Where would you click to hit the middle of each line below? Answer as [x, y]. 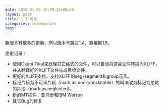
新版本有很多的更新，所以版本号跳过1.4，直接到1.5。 [59, 43]
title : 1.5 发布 [21, 19]
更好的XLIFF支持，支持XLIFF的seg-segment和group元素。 [72, 76]
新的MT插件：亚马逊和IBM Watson [48, 95]
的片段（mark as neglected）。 [43, 89]
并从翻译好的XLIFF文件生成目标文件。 [51, 70]
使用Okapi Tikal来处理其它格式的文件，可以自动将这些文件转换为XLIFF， [86, 64]
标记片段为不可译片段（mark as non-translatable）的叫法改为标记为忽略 [86, 83]
